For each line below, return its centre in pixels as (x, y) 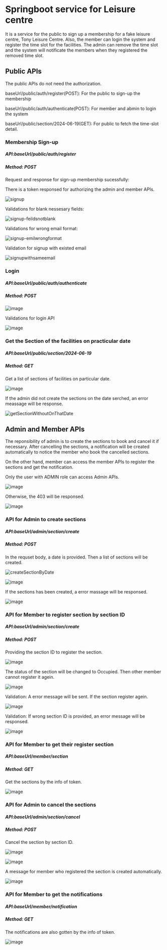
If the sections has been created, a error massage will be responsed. (76, 591)
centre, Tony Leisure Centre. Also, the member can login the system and (80, 39)
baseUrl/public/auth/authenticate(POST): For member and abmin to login (81, 108)
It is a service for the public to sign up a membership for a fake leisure (78, 34)
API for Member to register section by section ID (65, 615)
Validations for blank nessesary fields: (45, 209)
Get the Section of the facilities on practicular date (68, 341)
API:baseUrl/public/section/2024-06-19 (49, 353)
